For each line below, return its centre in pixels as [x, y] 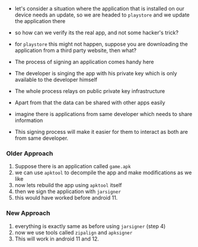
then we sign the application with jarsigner [68, 191]
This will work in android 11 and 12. [57, 239]
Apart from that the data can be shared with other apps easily [90, 102]
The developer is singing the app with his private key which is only [96, 73]
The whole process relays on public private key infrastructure [90, 91]
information [29, 120]
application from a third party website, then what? [76, 50]
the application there [40, 21]
